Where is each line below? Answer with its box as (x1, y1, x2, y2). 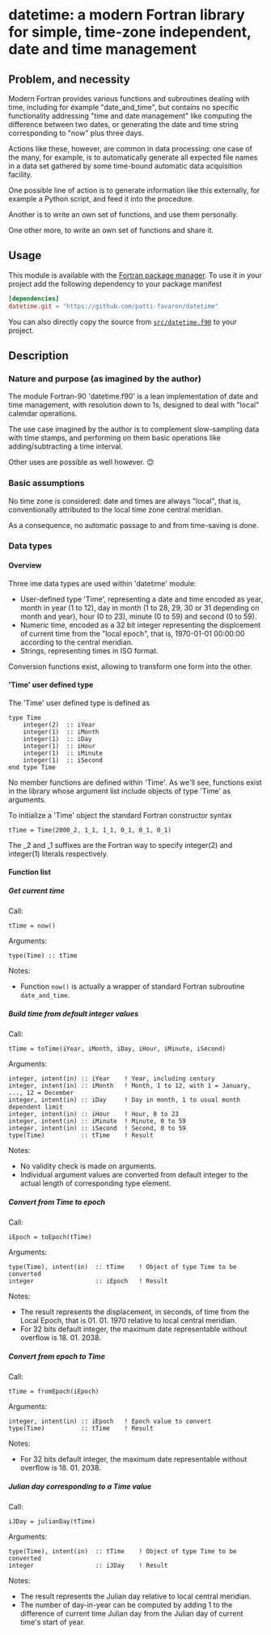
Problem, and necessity (8, 72, 131, 86)
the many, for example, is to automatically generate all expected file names (8, 152, 258, 162)
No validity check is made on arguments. (19, 1161, 157, 1171)
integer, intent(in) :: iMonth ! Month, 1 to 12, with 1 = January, (8, 1082, 252, 1090)
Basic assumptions (8, 478, 85, 489)
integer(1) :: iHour (23, 742, 95, 750)
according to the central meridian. (19, 637, 133, 647)
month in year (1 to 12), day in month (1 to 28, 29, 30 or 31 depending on (19, 602, 260, 612)
